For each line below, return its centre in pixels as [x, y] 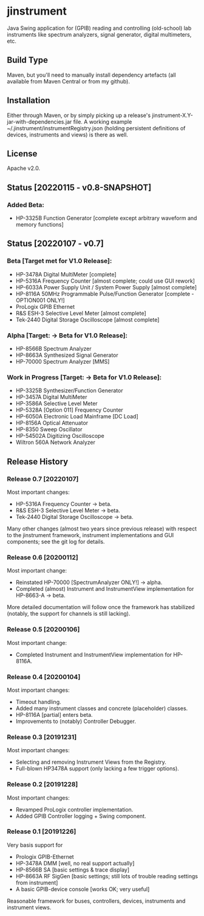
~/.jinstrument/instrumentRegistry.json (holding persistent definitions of [96, 128]
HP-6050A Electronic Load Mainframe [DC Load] [77, 417]
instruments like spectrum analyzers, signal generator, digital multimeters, [99, 34]
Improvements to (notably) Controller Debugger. [76, 721]
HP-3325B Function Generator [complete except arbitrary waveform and [106, 218]
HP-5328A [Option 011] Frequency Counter [69, 410]
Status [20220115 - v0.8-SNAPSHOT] [79, 187]
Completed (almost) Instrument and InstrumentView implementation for [105, 589]
